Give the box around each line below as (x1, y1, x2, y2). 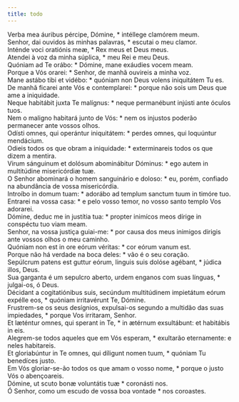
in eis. (7, 326, 25, 334)
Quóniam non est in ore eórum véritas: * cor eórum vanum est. (7, 242, 191, 251)
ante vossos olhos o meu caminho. (7, 235, 110, 243)
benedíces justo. (7, 356, 56, 365)
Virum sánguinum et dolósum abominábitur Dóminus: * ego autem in (7, 159, 208, 168)
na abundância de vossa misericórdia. (7, 181, 119, 190)
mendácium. (7, 136, 44, 145)
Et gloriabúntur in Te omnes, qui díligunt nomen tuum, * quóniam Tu (7, 348, 206, 357)
